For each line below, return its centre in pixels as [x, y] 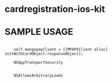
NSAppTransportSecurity [38, 63]
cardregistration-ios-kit [55, 9]
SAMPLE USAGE [39, 32]
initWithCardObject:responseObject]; [44, 54]
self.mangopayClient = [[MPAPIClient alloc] [61, 50]
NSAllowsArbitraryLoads [38, 76]
